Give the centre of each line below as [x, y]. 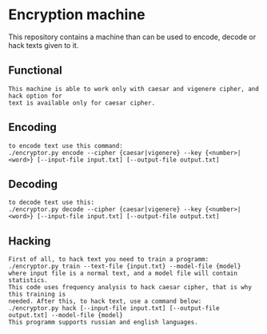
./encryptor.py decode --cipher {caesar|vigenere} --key [105, 209]
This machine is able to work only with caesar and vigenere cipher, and [134, 89]
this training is [37, 294]
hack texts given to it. [44, 45]
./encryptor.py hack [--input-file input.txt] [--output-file [114, 308]
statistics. [28, 280]
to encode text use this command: [66, 145]
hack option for [35, 96]
